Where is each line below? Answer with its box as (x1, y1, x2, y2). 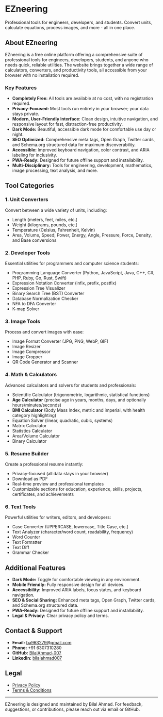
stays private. (12, 111, 40, 117)
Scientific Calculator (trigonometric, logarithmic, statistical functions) (12, 392, 150, 398)
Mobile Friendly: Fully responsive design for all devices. (12, 582, 125, 588)
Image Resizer (12, 344, 41, 350)
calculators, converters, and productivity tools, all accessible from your (5, 67, 147, 73)
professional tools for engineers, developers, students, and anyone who (5, 57, 149, 63)
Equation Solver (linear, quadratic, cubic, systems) (12, 417, 113, 423)
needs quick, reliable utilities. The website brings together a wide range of (5, 62, 153, 67)
